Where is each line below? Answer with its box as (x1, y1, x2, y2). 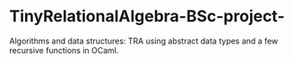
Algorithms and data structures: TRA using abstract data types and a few (9, 35, 279, 46)
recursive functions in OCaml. (9, 44, 119, 55)
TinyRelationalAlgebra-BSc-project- (9, 6, 285, 27)
